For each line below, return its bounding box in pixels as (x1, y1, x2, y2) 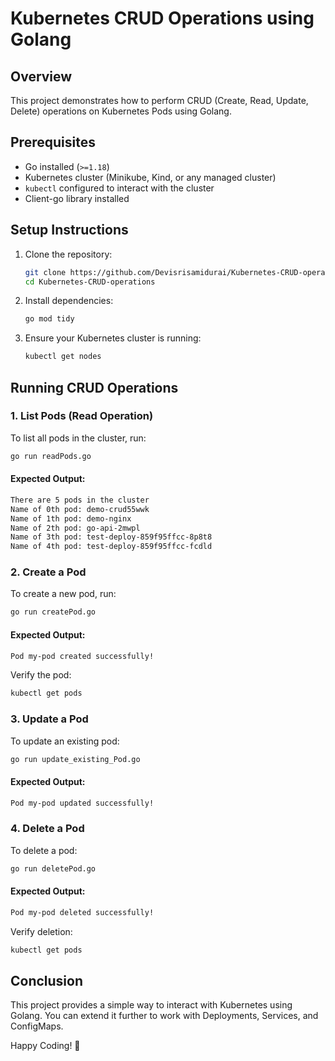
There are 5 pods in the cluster (10, 495, 150, 505)
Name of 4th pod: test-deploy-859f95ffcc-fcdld (10, 542, 213, 552)
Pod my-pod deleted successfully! (10, 907, 155, 917)
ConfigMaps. (10, 1020, 64, 1032)
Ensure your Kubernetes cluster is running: (24, 332, 202, 344)
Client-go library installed (24, 192, 130, 204)
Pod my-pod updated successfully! (10, 798, 155, 808)
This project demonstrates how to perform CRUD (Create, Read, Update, (10, 95, 309, 106)
